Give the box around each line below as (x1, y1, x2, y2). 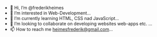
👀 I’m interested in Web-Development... (9, 10, 91, 16)
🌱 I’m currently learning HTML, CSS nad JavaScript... (9, 15, 119, 21)
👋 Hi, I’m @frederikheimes (9, 5, 64, 10)
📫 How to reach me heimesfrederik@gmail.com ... (9, 26, 113, 32)
